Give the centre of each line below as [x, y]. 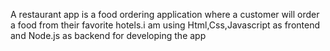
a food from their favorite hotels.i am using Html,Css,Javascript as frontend [165, 25]
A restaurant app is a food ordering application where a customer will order [165, 14]
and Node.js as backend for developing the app [108, 35]
